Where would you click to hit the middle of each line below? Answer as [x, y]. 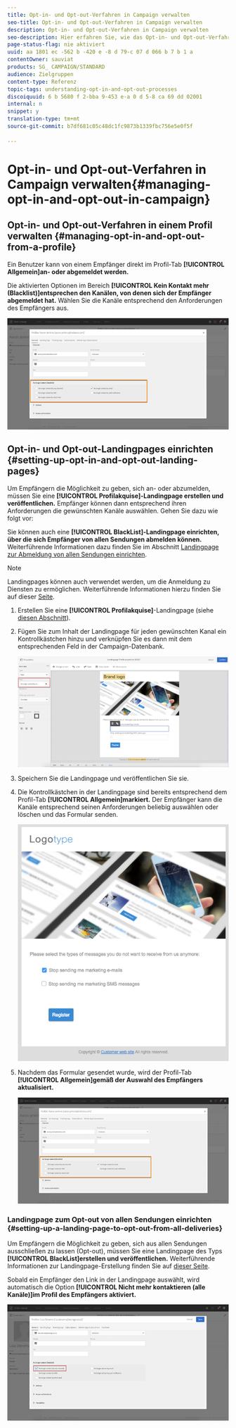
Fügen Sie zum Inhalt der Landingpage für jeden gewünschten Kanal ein [122, 631]
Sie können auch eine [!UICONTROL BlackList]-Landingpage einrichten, [113, 532]
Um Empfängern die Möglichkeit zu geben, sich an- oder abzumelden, [109, 488]
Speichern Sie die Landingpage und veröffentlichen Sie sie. [103, 778]
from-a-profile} [42, 248]
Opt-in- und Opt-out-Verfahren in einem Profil [110, 225]
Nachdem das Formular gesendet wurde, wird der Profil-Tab [104, 1072]
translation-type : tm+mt [44, 119]
